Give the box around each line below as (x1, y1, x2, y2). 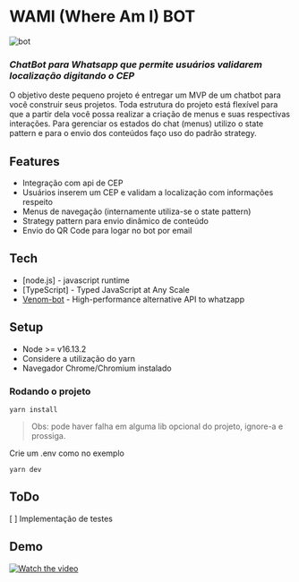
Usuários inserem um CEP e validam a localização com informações (21, 187, 274, 198)
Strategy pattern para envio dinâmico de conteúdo (21, 216, 209, 227)
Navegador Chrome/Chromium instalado (21, 363, 172, 373)
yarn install (9, 405, 58, 414)
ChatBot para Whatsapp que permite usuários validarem (9, 58, 262, 71)
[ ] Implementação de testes (9, 513, 114, 524)
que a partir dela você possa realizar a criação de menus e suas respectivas (9, 109, 291, 120)
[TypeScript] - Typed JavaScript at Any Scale (21, 284, 190, 295)
